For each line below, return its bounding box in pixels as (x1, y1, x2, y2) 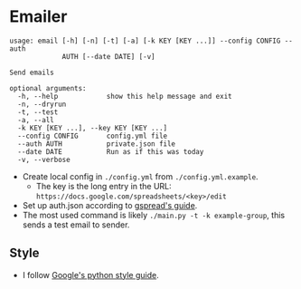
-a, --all (17, 115, 54, 124)
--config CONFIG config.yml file (17, 131, 168, 140)
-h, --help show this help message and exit (17, 92, 232, 101)
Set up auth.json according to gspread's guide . (22, 199, 198, 210)
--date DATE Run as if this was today (17, 147, 204, 156)
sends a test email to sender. (22, 219, 130, 230)
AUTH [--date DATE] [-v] (61, 52, 155, 61)
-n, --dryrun (17, 100, 67, 109)
